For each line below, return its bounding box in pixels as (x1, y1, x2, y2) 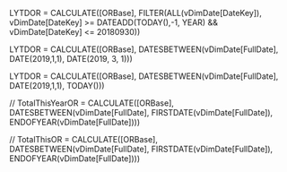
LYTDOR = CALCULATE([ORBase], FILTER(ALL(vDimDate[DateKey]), (9, 8, 262, 18)
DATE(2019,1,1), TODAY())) (9, 81, 105, 90)
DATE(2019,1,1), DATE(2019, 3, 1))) (9, 54, 133, 64)
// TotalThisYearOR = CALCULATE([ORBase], (9, 98, 175, 108)
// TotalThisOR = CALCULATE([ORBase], (9, 134, 159, 144)
